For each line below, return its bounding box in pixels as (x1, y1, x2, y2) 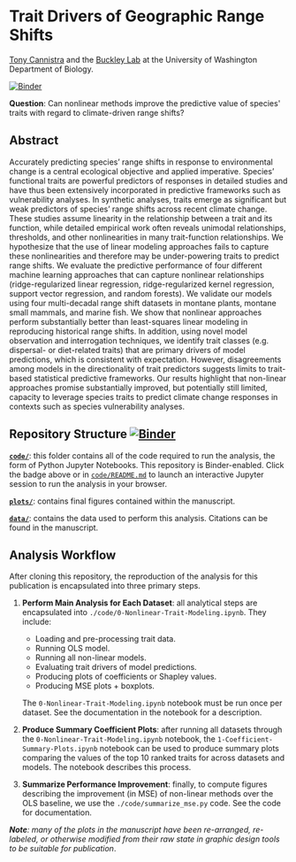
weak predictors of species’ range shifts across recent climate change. (9, 204, 268, 214)
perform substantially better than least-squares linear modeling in (9, 316, 248, 327)
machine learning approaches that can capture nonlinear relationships (9, 269, 265, 280)
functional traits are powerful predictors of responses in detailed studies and (9, 175, 288, 186)
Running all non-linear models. (34, 652, 148, 663)
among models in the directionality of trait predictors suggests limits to (9, 363, 267, 373)
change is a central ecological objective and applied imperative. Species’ (9, 165, 275, 176)
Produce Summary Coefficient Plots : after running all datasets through (21, 724, 283, 735)
